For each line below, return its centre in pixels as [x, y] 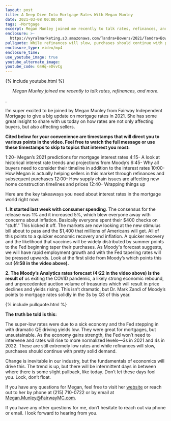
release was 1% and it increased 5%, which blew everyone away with [78, 215]
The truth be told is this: [31, 314]
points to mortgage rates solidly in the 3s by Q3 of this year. [68, 295]
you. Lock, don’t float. [28, 377]
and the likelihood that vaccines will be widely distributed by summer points [85, 242]
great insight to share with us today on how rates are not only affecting [79, 121]
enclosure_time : [22, 52]
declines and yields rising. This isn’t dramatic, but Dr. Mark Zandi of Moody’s [85, 289]
